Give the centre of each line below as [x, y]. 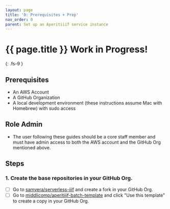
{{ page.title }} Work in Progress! [77, 50]
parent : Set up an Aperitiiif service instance [57, 24]
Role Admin [24, 124]
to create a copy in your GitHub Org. [51, 201]
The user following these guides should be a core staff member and [84, 136]
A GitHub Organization [36, 97]
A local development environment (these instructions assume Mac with [87, 103]
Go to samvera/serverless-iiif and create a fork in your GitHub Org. [83, 189]
